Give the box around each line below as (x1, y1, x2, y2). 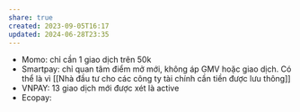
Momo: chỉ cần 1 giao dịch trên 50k (21, 55, 152, 65)
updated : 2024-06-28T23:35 (8, 30, 110, 39)
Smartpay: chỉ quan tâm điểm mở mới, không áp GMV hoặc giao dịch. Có (21, 64, 292, 74)
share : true (8, 13, 53, 22)
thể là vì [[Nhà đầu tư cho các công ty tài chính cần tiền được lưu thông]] (21, 73, 291, 84)
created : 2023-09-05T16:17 (8, 22, 110, 30)
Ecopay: (21, 92, 52, 103)
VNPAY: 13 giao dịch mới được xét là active (21, 82, 180, 94)
